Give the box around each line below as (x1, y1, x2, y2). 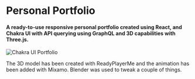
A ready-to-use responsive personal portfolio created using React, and (6, 23, 183, 30)
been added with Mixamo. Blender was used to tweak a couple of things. (6, 66, 182, 73)
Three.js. (6, 36, 29, 43)
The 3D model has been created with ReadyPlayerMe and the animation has (6, 60, 190, 67)
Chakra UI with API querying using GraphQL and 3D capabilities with (6, 30, 176, 37)
